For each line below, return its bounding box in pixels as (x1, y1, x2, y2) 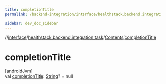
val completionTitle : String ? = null (5, 73, 73, 79)
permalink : (5, 12, 28, 17)
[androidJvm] (5, 68, 33, 74)
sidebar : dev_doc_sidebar (5, 21, 58, 26)
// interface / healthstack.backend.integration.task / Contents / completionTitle (5, 34, 157, 40)
